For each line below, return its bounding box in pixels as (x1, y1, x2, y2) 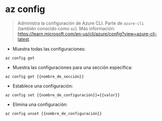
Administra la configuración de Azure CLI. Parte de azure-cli (17, 20, 144, 26)
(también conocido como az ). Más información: (17, 25, 115, 31)
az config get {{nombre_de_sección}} (5, 74, 84, 79)
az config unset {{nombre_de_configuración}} (5, 111, 102, 116)
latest (17, 36, 29, 42)
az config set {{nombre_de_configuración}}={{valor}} (5, 92, 120, 97)
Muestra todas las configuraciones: (12, 46, 86, 52)
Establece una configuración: (12, 83, 74, 89)
